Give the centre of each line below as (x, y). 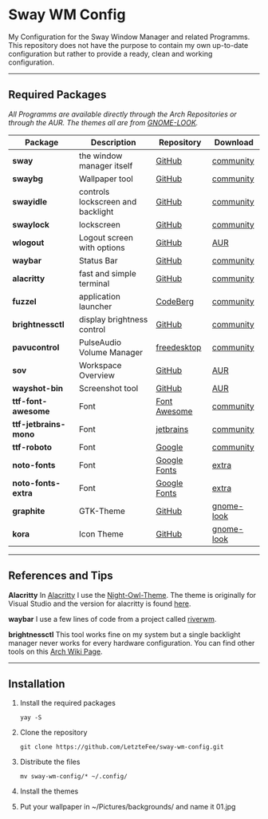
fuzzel (25, 301)
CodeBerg (174, 301)
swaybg (28, 179)
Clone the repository (53, 733)
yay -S (31, 718)
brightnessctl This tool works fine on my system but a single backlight (124, 634)
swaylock (31, 224)
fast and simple (108, 273)
